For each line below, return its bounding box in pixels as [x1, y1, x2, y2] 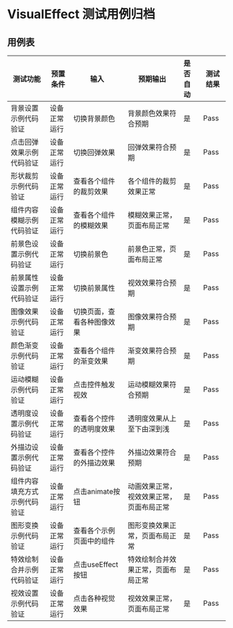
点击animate [73, 487, 114, 496]
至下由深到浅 [128, 424, 170, 433]
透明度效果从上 [128, 414, 177, 423]
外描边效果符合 [128, 448, 177, 457]
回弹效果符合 [128, 143, 170, 152]
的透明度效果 [73, 424, 116, 433]
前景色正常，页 [128, 244, 177, 254]
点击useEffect [73, 560, 119, 569]
